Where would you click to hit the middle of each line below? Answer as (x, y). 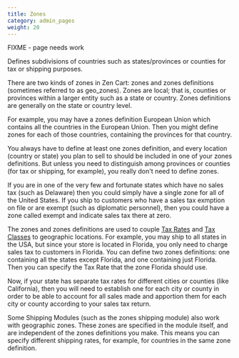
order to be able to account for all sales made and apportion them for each (117, 297)
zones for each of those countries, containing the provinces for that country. (120, 135)
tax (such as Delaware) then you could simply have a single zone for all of (116, 193)
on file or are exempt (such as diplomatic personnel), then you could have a (118, 208)
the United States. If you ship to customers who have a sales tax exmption (116, 200)
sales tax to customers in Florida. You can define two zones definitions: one (119, 252)
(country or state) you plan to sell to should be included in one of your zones (120, 156)
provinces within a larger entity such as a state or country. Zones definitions (119, 98)
